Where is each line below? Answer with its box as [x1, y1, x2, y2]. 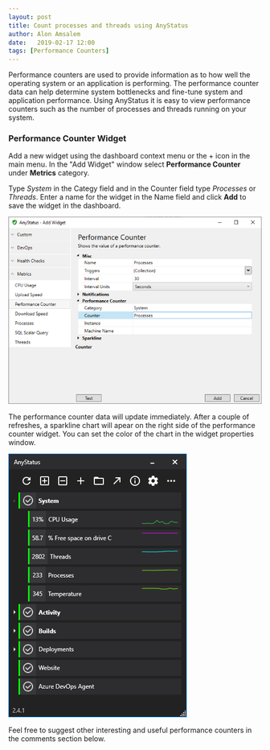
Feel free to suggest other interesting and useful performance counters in [8, 725, 252, 735]
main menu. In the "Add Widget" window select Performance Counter [8, 159, 241, 169]
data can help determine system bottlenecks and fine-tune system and [8, 87, 243, 97]
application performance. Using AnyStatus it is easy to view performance [8, 96, 251, 105]
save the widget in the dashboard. [8, 201, 121, 211]
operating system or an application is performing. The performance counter [8, 79, 260, 89]
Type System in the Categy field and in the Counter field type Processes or [8, 183, 256, 193]
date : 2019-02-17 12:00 [8, 39, 95, 47]
